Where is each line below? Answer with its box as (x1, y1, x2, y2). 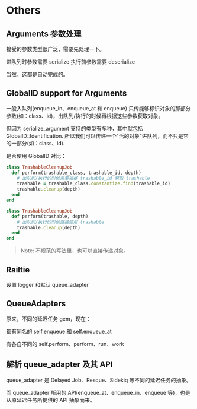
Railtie (6, 265, 30, 275)
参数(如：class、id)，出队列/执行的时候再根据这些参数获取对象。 (6, 112, 164, 119)
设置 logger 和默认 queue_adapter (6, 281, 89, 288)
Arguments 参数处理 (6, 28, 82, 39)
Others (6, 4, 41, 17)
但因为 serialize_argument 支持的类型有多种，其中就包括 (6, 125, 143, 132)
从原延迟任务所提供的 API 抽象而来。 (6, 396, 96, 404)
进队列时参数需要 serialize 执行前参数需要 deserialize (6, 58, 135, 65)
